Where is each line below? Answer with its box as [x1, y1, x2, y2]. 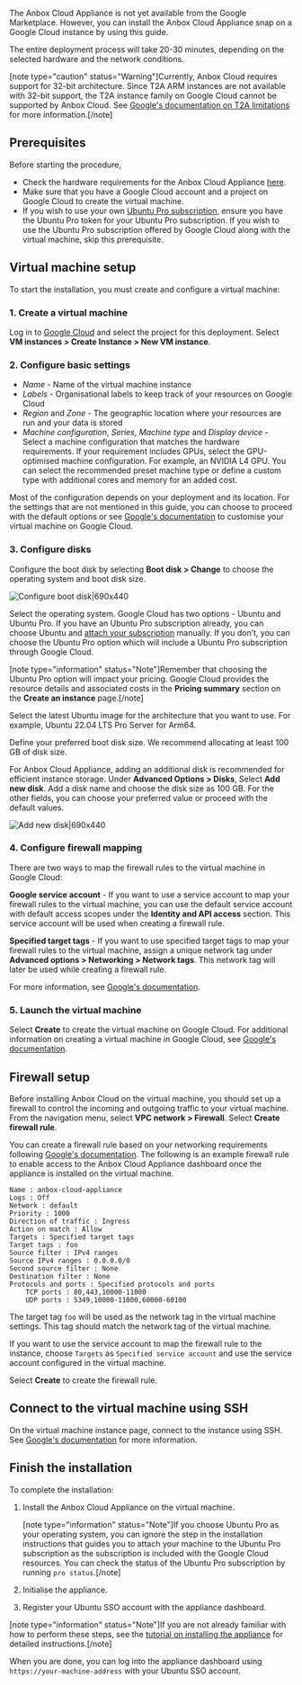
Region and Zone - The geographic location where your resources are [22, 408, 281, 419]
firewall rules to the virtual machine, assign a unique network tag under [9, 944, 272, 956]
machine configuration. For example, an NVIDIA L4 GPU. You [61, 456, 287, 467]
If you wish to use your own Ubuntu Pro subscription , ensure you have [22, 205, 283, 216]
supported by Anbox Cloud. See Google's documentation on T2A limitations [9, 100, 290, 111]
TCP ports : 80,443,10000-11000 [25, 1288, 147, 1297]
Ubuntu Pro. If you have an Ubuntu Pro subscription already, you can [9, 618, 264, 629]
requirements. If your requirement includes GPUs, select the [22, 446, 245, 457]
